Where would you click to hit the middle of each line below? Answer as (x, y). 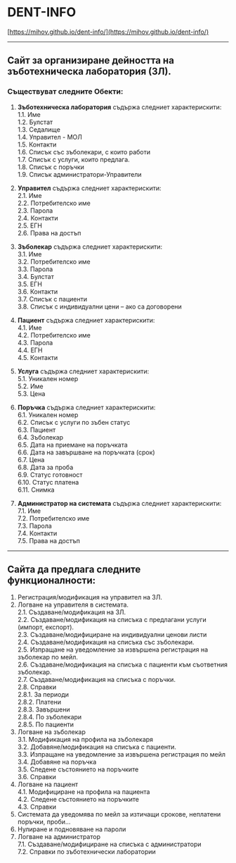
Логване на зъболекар (52, 732)
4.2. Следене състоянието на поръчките (78, 800)
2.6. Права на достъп (49, 232)
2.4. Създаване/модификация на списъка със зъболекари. (106, 642)
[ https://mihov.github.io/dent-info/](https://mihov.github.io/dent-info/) (108, 32)
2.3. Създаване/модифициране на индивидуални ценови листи (112, 635)
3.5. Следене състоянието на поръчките (78, 769)
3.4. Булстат (35, 276)
